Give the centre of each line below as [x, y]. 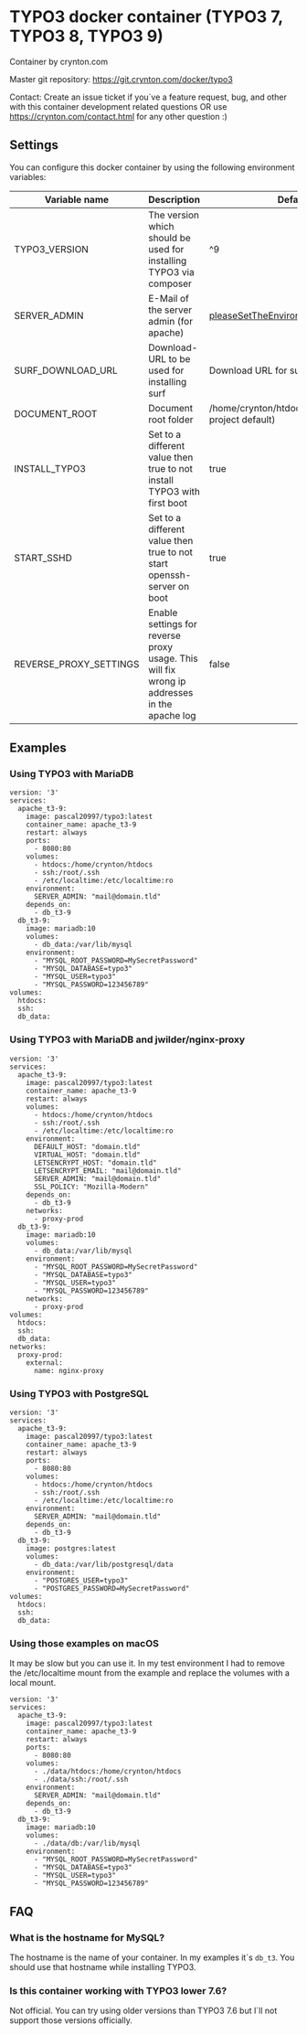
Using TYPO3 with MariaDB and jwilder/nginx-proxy [127, 1039]
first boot [167, 503]
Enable [163, 613]
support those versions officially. [71, 2020]
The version [173, 215]
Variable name [77, 199]
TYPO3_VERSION [52, 249]
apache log [172, 715]
